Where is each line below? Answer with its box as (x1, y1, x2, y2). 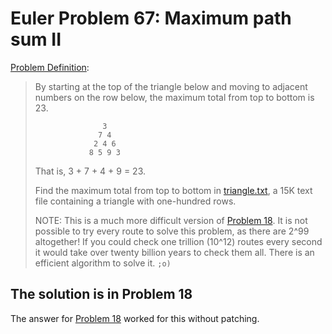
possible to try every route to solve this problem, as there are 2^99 (34, 225, 310, 237)
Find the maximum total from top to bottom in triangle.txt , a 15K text (34, 184, 313, 196)
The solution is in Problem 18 (10, 286, 193, 303)
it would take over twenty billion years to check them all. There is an (34, 246, 315, 258)
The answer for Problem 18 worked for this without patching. (10, 312, 260, 324)
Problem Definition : (10, 61, 90, 73)
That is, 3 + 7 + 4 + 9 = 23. (34, 165, 146, 177)
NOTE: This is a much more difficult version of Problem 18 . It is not (34, 214, 308, 226)
